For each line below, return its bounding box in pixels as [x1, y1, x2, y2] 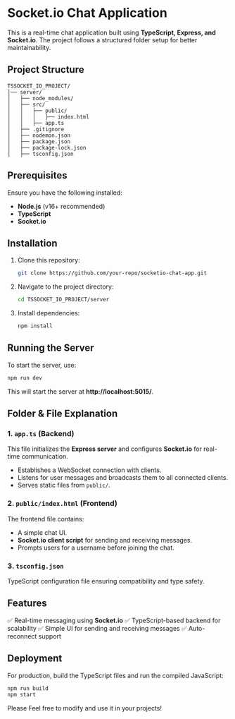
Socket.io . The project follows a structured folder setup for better [7, 35, 198, 44]
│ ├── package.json [7, 138, 71, 145]
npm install [17, 322, 53, 330]
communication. [21, 452, 68, 461]
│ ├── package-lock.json [7, 144, 87, 151]
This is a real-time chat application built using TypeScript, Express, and [7, 28, 216, 37]
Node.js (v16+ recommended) [17, 202, 106, 210]
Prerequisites [7, 169, 68, 181]
